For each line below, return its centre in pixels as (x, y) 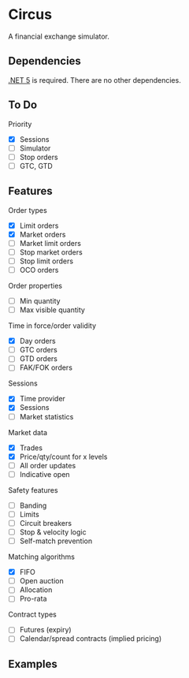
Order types (28, 210)
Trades (31, 448)
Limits (29, 514)
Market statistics (46, 416)
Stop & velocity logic (53, 532)
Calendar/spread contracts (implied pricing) (91, 639)
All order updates (48, 465)
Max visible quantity (52, 310)
